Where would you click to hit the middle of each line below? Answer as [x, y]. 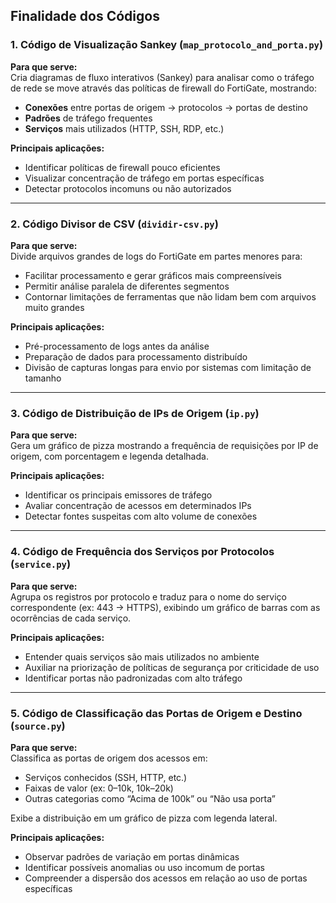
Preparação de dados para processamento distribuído [136, 356]
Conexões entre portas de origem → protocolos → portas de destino [166, 107]
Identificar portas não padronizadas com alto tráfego [133, 678]
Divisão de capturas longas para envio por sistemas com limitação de [168, 367]
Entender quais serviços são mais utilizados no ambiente [142, 656]
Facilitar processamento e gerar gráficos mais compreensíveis [153, 275]
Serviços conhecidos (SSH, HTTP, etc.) [106, 777]
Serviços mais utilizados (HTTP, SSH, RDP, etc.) [124, 128]
